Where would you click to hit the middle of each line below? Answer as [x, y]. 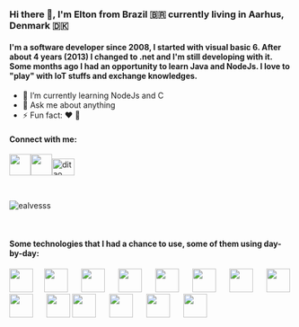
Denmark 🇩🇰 [39, 25]
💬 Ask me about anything [69, 105]
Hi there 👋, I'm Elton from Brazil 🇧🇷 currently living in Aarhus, [147, 14]
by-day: [24, 253]
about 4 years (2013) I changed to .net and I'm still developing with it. [141, 57]
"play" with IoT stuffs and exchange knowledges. [103, 75]
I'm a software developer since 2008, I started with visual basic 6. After [145, 47]
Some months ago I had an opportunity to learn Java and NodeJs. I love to [149, 66]
